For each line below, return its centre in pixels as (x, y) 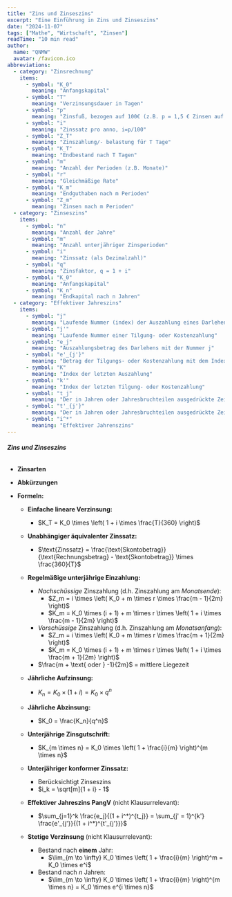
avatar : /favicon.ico (45, 59)
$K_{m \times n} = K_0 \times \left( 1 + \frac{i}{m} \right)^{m (123, 747)
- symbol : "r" (46, 174)
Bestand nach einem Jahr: (76, 850)
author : (18, 46)
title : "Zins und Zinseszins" (51, 13)
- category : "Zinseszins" (51, 213)
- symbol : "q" (46, 264)
